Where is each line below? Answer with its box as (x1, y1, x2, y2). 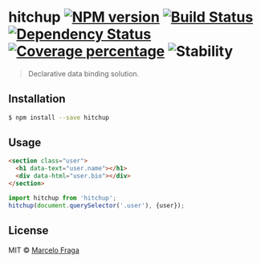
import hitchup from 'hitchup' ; (8, 194, 116, 202)
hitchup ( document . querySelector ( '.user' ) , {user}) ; (8, 201, 185, 209)
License (8, 224, 49, 237)
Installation (8, 92, 66, 106)
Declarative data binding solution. (27, 68, 140, 78)
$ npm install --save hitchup (8, 113, 110, 121)
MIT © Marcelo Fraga (8, 245, 80, 255)
